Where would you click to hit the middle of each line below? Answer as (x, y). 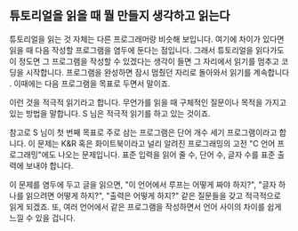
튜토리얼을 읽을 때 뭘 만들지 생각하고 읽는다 (120, 16)
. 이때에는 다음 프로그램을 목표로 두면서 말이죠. (90, 84)
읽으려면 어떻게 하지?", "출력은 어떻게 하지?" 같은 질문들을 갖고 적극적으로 (153, 195)
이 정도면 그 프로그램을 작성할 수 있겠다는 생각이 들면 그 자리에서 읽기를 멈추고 (145, 61)
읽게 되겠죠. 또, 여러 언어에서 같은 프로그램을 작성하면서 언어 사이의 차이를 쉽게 (145, 206)
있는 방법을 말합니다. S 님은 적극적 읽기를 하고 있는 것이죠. (110, 113)
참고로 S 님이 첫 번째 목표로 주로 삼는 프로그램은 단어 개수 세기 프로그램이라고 (143, 132)
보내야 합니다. (49, 165)
